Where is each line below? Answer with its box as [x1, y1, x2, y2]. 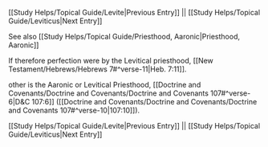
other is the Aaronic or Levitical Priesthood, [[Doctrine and [8, 80, 201, 89]
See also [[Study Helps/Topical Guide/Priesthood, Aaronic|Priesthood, [8, 32, 241, 41]
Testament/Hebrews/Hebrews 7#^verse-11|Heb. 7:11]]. [8, 64, 187, 74]
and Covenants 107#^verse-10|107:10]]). [8, 105, 140, 115]
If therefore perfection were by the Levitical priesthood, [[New [8, 56, 214, 65]
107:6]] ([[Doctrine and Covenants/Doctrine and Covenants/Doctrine [31, 97, 258, 106]
